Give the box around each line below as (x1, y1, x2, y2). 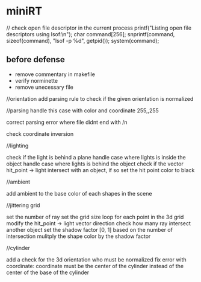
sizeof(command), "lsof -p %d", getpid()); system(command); (6, 37, 159, 44)
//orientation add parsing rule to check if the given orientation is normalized (6, 95, 194, 102)
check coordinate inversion (6, 130, 74, 137)
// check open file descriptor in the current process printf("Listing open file (6, 24, 191, 31)
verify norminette (14, 77, 58, 84)
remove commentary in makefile (14, 71, 95, 78)
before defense (6, 54, 65, 65)
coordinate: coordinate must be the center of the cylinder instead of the (6, 262, 184, 269)
